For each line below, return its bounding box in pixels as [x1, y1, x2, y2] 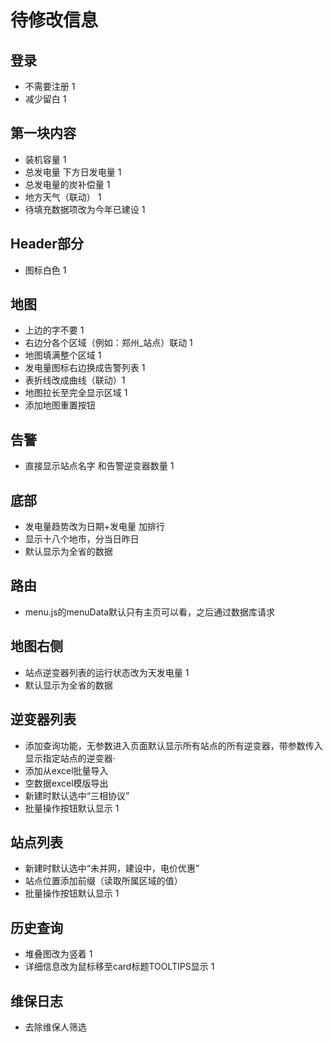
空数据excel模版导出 [24, 777, 109, 789]
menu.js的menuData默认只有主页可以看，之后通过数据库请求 [24, 606, 276, 618]
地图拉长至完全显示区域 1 [24, 387, 128, 399]
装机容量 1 [24, 153, 67, 165]
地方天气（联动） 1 [24, 191, 102, 203]
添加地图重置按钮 [24, 399, 96, 411]
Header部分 [10, 236, 84, 253]
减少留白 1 [24, 93, 67, 105]
